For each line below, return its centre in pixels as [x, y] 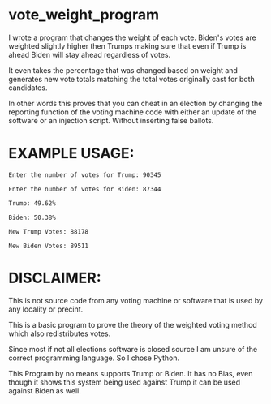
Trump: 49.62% [32, 203]
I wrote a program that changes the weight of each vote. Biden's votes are [133, 37]
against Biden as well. [45, 390]
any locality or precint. [46, 309]
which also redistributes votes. [60, 333]
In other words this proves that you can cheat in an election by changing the [135, 103]
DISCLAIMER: [55, 278]
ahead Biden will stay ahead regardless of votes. [90, 54]
